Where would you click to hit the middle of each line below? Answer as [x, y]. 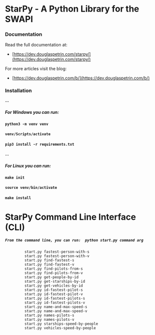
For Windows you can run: [32, 112]
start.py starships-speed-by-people [61, 324]
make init [15, 178]
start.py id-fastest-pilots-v [55, 303]
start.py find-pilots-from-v [54, 273]
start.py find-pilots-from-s [54, 269]
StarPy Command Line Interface [70, 217]
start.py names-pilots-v [49, 320]
